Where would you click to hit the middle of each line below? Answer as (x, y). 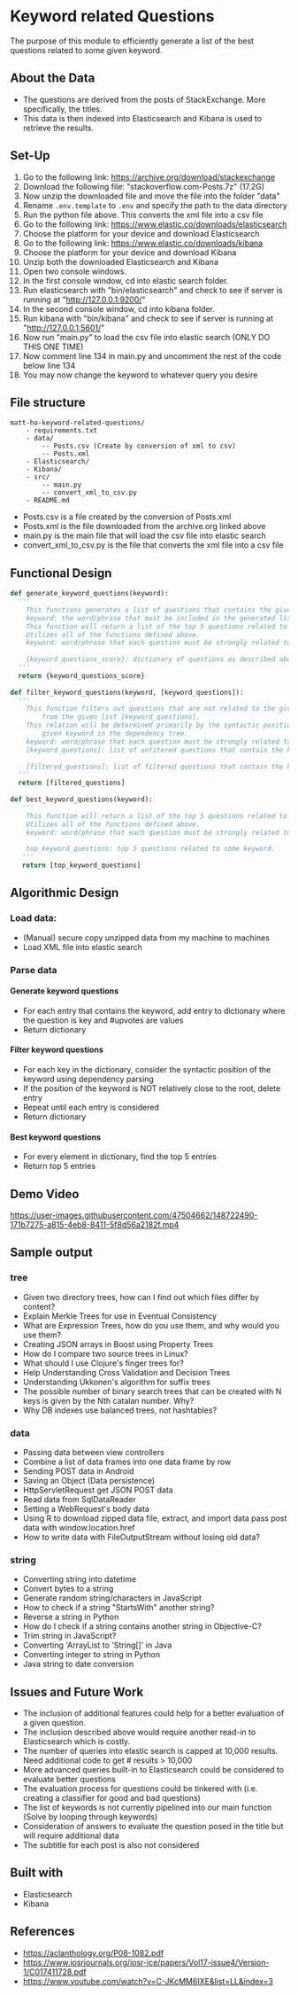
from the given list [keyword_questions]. (121, 717)
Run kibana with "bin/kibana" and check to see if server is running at (148, 318)
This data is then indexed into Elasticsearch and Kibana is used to (142, 118)
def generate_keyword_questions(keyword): (89, 594)
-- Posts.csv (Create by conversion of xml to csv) (139, 446)
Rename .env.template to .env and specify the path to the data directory (155, 205)
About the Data (53, 78)
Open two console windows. (75, 271)
